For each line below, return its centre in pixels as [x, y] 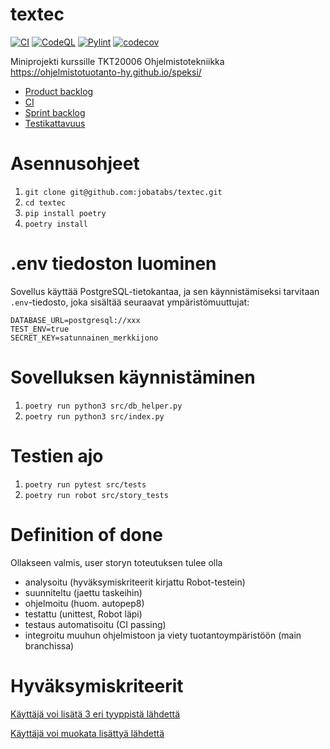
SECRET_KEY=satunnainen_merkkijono [84, 338]
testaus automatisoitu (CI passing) [95, 624]
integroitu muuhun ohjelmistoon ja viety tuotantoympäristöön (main [163, 635]
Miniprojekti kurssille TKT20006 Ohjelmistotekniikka [117, 61]
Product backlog [59, 91]
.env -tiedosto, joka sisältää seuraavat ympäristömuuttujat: [130, 302]
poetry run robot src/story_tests [96, 495]
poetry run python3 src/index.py [94, 416]
